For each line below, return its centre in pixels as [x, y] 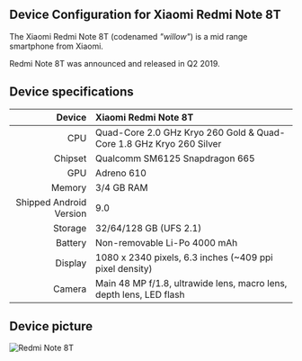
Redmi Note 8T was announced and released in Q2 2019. [115, 63]
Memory [69, 187]
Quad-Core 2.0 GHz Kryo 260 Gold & [175, 132]
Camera [70, 289]
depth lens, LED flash [140, 294]
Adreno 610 [121, 173]
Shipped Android [51, 202]
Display [71, 263]
